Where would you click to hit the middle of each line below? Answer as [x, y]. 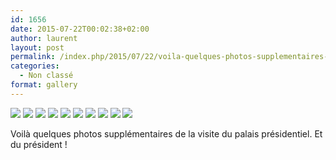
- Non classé [46, 76]
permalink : [33, 57]
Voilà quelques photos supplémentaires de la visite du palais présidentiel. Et [166, 133]
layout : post [37, 47]
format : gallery [44, 85]
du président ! [39, 144]
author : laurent [44, 38]
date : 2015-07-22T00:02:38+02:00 [80, 29]
